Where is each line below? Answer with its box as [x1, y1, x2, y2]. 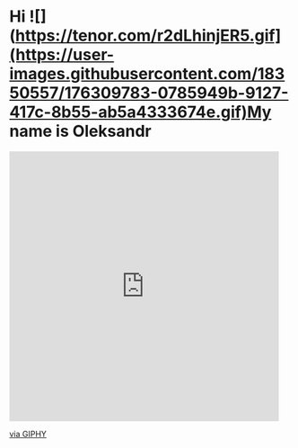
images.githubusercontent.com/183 [9, 64, 285, 85]
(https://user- [9, 45, 115, 65]
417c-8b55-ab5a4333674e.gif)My [9, 102, 272, 122]
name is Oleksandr [9, 121, 152, 141]
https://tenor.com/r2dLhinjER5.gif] [14, 25, 282, 46]
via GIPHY [9, 428, 48, 439]
